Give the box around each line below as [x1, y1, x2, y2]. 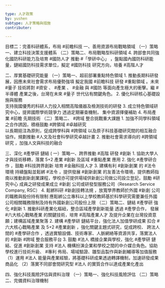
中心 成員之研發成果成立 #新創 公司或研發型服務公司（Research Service [9, 181, 155, 187]
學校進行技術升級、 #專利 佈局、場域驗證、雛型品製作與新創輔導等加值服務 [5, 249, 157, 255]
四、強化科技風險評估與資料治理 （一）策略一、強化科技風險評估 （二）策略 [5, 271, 159, 278]
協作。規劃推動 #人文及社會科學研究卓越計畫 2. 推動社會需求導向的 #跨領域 [5, 134, 158, 140]
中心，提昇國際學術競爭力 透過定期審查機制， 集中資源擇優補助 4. [9, 109, 142, 115]
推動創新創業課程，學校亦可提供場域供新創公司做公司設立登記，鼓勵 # [13, 175, 156, 181]
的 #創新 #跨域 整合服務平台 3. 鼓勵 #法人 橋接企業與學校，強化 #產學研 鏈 [5, 236, 156, 242]
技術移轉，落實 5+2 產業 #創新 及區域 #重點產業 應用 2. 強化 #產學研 [13, 157, 153, 163]
